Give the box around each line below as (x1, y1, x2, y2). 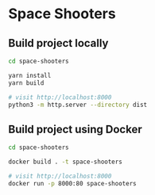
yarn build (8, 78, 45, 87)
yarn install (8, 71, 52, 79)
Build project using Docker (8, 122, 142, 136)
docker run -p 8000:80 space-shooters (8, 179, 137, 187)
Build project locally (8, 36, 109, 50)
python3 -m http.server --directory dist (8, 101, 148, 109)
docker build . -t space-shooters (8, 158, 123, 166)
